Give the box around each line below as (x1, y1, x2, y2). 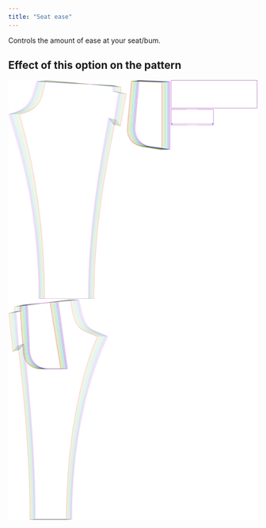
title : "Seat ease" (8, 13, 73, 21)
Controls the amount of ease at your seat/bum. (8, 36, 161, 45)
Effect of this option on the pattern (8, 59, 182, 72)
